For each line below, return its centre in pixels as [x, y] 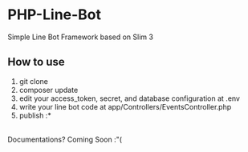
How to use [36, 62]
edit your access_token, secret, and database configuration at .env [129, 98]
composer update [49, 90]
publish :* [35, 115]
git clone [34, 81]
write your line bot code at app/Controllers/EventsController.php [125, 106]
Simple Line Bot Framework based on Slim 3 [81, 37]
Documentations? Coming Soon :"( [65, 139]
